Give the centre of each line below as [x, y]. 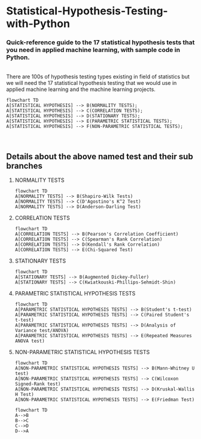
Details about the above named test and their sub [100, 156]
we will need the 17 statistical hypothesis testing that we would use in [92, 83]
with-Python [38, 24]
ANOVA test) [30, 341]
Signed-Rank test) [38, 384]
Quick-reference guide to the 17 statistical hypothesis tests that [100, 42]
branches [25, 166]
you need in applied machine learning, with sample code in [93, 50]
